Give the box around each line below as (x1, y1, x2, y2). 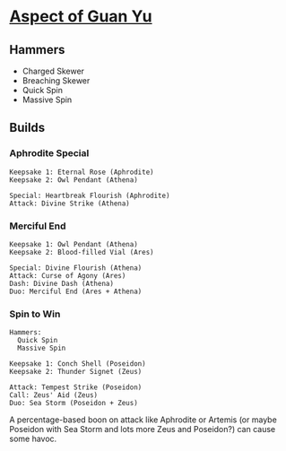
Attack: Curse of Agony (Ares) (9, 271, 126, 280)
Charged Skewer (22, 65, 85, 76)
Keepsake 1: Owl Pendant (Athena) (9, 239, 139, 248)
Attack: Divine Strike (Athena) (9, 199, 130, 208)
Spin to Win (9, 308, 61, 320)
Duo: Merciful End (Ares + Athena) (9, 287, 143, 296)
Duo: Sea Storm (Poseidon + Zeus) (9, 399, 139, 408)
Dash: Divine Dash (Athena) (9, 279, 115, 288)
